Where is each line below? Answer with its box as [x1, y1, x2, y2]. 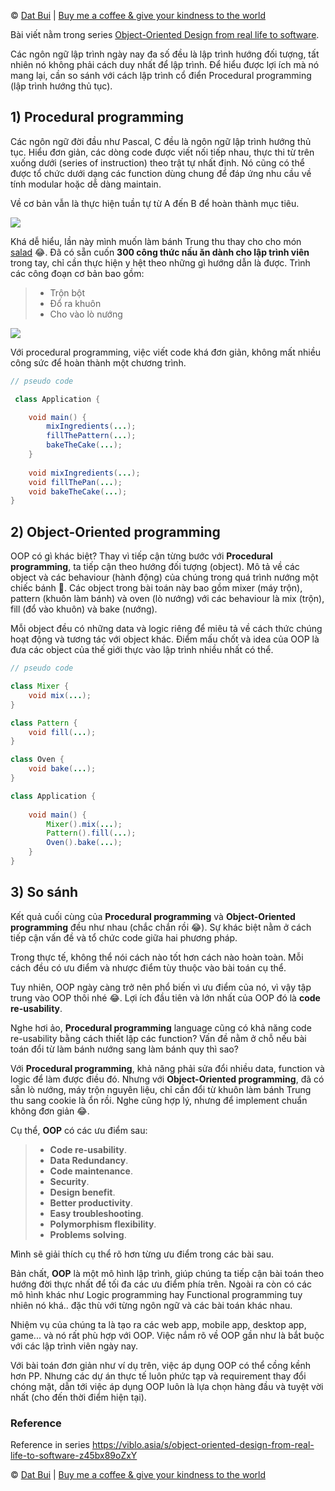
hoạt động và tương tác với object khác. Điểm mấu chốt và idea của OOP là [10, 633, 320, 645]
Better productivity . [49, 1196, 134, 1209]
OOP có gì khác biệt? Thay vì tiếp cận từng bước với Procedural [10, 550, 273, 562]
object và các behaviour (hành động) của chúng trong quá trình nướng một [10, 571, 319, 584]
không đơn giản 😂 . [10, 1105, 90, 1117]
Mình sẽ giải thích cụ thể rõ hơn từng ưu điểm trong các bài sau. [10, 1248, 274, 1260]
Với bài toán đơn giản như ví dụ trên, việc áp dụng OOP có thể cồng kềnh [10, 1359, 312, 1371]
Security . [49, 1175, 90, 1187]
